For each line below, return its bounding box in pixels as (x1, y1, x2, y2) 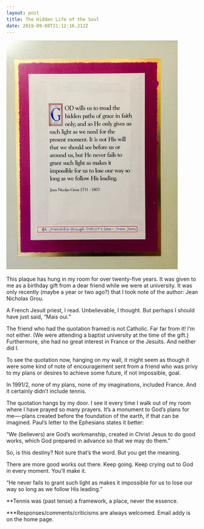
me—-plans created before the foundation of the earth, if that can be (6, 412, 179, 420)
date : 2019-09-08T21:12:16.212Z (6, 23, 88, 29)
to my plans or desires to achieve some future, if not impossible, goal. (6, 369, 181, 376)
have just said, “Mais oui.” (6, 313, 71, 320)
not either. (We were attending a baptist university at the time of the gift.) (6, 331, 189, 339)
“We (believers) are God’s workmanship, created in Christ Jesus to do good (6, 431, 196, 438)
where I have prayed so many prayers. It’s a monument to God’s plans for (6, 406, 190, 413)
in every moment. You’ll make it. (6, 467, 86, 475)
